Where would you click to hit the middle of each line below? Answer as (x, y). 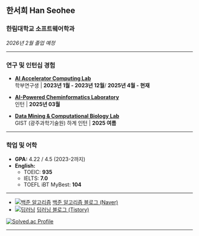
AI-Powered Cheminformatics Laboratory (67, 97)
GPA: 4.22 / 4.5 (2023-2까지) (50, 159)
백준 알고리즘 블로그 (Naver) (85, 202)
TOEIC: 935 (38, 172)
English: (25, 166)
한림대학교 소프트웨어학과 (41, 29)
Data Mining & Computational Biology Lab (67, 116)
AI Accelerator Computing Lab (53, 78)
